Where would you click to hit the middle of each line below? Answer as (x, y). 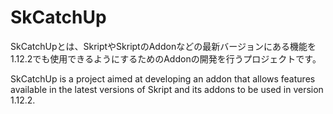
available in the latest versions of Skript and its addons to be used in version (167, 89)
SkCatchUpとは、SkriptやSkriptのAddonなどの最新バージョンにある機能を (163, 46)
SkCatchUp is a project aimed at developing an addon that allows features (163, 78)
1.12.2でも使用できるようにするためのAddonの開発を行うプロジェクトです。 (166, 58)
